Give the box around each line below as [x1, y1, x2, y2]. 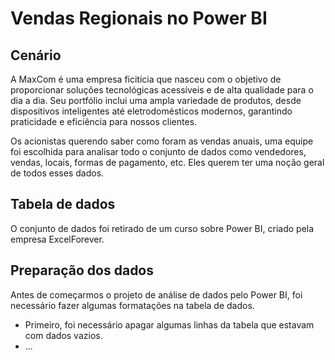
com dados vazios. [24, 329, 103, 341]
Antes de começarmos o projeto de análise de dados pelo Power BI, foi [10, 288, 303, 301]
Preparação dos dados [10, 262, 155, 279]
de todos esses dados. [10, 167, 105, 179]
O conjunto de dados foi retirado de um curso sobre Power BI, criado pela [10, 222, 315, 234]
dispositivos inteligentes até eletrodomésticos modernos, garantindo [10, 105, 293, 117]
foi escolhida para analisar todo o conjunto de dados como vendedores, [10, 146, 307, 157]
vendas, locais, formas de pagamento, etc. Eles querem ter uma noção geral [10, 157, 325, 168]
